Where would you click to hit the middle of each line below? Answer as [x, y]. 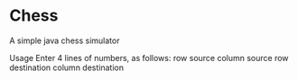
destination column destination [67, 67]
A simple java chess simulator [65, 40]
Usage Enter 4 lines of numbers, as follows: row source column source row [149, 58]
